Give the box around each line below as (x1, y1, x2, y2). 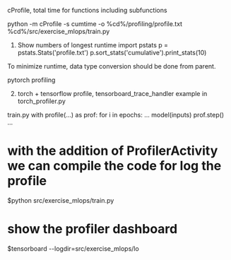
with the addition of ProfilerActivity (7, 143, 218, 159)
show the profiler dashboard (7, 221, 178, 237)
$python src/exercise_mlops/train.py (7, 196, 114, 204)
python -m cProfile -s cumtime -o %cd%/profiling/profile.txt (7, 20, 182, 28)
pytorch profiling (7, 76, 56, 84)
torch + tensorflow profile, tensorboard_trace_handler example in (17, 90, 208, 97)
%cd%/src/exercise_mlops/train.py (7, 28, 110, 35)
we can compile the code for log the (7, 158, 222, 174)
